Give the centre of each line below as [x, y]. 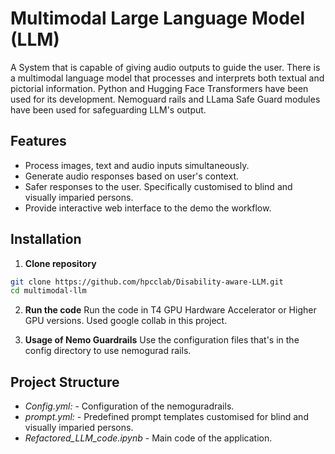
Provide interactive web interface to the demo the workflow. [148, 208]
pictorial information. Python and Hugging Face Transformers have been [159, 88]
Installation [46, 239]
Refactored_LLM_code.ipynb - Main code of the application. [148, 438]
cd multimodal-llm [48, 291]
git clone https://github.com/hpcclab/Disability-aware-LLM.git [147, 282]
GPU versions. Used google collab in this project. [126, 321]
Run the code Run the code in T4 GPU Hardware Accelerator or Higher [170, 310]
